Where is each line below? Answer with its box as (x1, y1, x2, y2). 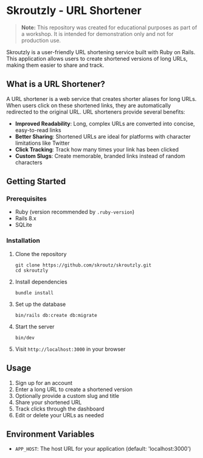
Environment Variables (6, 429, 95, 439)
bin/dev (15, 335, 35, 341)
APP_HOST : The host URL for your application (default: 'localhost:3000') (15, 445, 191, 453)
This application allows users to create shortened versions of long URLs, (6, 55, 188, 62)
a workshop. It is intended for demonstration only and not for (21, 30, 174, 37)
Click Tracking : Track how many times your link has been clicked (15, 145, 179, 153)
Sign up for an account (15, 379, 73, 386)
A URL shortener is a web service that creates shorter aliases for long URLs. (6, 95, 197, 102)
